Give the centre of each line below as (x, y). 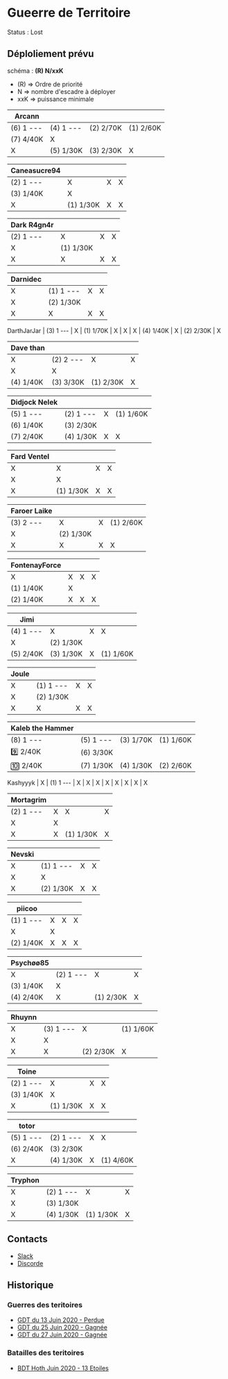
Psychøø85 (30, 962)
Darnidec (26, 279)
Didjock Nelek (34, 402)
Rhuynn (24, 1017)
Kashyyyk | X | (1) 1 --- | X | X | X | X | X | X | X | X (78, 782)
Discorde (30, 1263)
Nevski (23, 854)
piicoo (27, 908)
